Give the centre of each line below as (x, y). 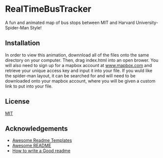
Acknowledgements (36, 128)
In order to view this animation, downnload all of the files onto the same (77, 55)
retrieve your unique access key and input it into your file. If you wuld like (79, 70)
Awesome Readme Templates (42, 140)
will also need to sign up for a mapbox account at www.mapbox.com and (79, 65)
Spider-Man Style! (23, 27)
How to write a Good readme (41, 151)
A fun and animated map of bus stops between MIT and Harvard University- (81, 23)
